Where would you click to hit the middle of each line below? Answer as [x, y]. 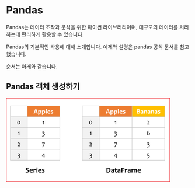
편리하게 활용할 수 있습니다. [53, 34]
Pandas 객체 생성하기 [43, 87]
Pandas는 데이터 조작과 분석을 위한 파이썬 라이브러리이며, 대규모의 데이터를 [92, 27]
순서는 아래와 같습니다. [32, 66]
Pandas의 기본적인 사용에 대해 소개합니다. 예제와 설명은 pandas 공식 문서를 [92, 47]
